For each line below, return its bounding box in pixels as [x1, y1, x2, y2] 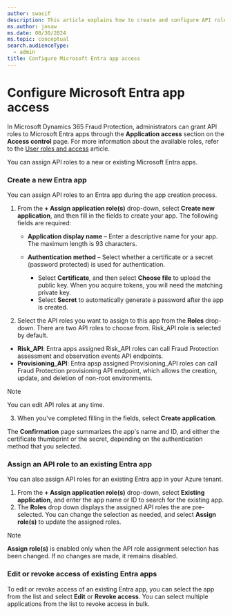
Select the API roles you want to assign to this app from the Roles [17, 316, 204, 325]
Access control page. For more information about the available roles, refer [7, 137, 220, 145]
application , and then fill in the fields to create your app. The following [17, 211, 218, 220]
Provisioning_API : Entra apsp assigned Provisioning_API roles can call [17, 359, 217, 367]
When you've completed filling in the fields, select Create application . [17, 414, 217, 422]
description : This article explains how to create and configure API [7, 17, 212, 23]
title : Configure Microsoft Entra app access [7, 55, 140, 62]
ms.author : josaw [7, 23, 57, 30]
